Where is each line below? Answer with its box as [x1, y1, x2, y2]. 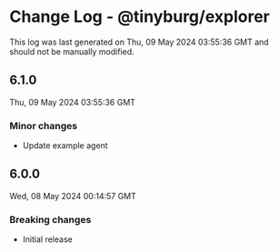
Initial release [22, 234, 73, 245]
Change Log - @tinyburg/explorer [9, 6, 270, 27]
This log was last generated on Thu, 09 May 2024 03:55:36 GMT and [9, 36, 270, 47]
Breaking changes [9, 213, 92, 226]
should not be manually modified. [9, 45, 135, 56]
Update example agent [22, 140, 108, 151]
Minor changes [9, 119, 78, 132]
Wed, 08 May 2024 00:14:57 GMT [9, 190, 136, 201]
